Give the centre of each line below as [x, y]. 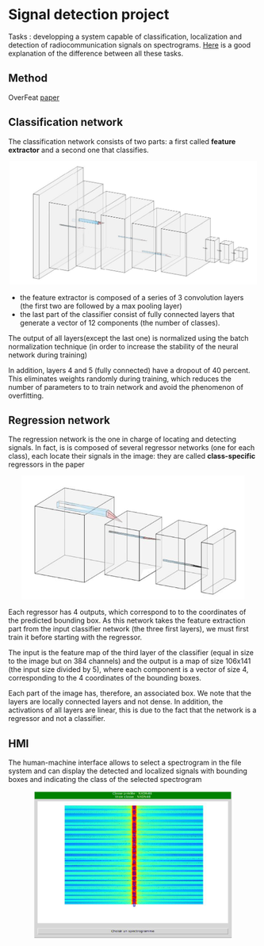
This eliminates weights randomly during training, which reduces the [120, 379]
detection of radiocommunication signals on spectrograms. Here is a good [130, 44]
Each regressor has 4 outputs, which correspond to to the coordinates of [127, 612]
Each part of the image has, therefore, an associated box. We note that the [130, 693]
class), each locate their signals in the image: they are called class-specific [132, 456]
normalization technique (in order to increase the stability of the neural [123, 346]
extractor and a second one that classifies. [78, 150]
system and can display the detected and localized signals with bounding [128, 771]
